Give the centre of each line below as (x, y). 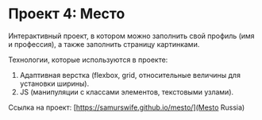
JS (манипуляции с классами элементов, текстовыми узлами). (127, 91)
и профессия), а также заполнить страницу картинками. (104, 44)
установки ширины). (54, 83)
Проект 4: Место (67, 14)
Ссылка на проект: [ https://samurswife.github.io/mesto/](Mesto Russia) (127, 107)
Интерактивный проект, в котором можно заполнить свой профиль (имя (132, 36)
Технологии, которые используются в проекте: (88, 60)
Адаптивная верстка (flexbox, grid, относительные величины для (130, 75)
